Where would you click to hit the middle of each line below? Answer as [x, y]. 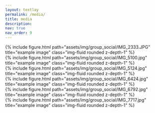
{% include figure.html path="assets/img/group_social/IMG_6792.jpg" [77, 89]
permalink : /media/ [25, 14]
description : [19, 24]
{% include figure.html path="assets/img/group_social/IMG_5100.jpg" [76, 57]
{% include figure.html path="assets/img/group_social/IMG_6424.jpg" [77, 79]
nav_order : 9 [19, 33]
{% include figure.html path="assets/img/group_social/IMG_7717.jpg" [76, 100]
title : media [19, 19]
